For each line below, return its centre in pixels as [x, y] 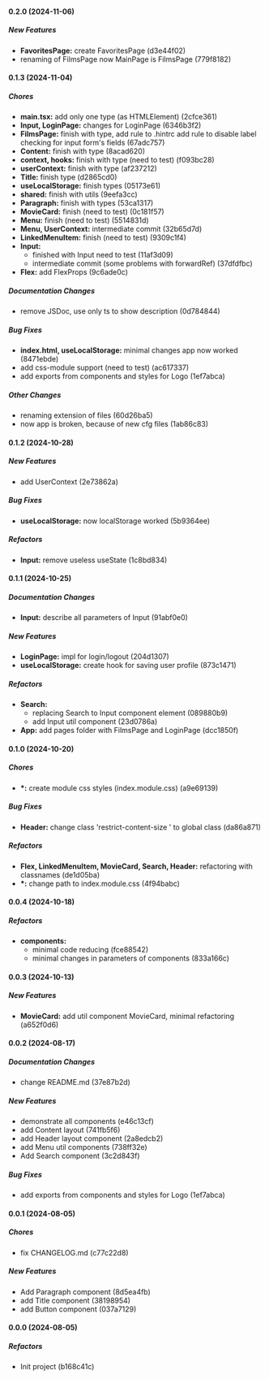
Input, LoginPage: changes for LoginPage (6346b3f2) [111, 125]
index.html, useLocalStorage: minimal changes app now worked [129, 350]
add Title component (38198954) [75, 1300]
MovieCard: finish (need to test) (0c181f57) [92, 212]
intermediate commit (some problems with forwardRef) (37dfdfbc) [142, 263]
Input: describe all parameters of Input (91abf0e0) [104, 618]
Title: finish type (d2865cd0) [68, 177]
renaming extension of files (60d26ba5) [86, 415]
